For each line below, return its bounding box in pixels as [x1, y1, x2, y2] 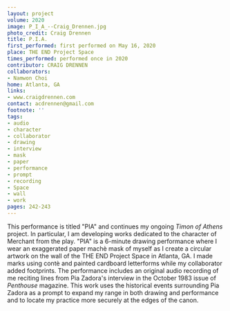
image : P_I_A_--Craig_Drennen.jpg [7, 23, 107, 30]
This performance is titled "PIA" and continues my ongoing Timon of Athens [7, 222, 223, 231]
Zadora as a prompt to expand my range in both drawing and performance [7, 288, 219, 296]
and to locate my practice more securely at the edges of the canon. [7, 296, 199, 304]
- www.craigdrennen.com [7, 94, 76, 101]
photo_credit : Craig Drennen [7, 29, 91, 37]
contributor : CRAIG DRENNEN [7, 62, 88, 69]
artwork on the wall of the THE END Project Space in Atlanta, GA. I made [7, 251, 213, 260]
